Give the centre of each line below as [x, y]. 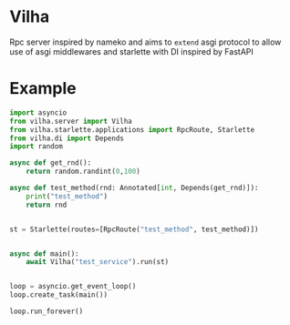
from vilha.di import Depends [67, 138]
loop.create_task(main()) [58, 295]
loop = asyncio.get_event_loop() [73, 287]
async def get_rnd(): [51, 163]
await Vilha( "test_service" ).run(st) [98, 262]
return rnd [47, 205]
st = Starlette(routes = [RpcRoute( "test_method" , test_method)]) [134, 229]
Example [43, 89]
